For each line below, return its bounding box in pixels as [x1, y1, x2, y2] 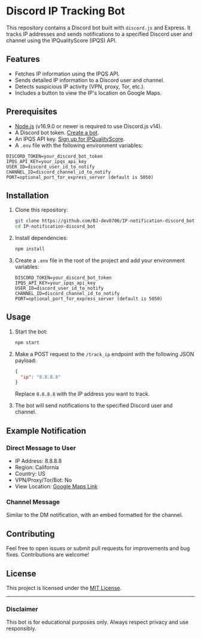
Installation [6, 190, 49, 200]
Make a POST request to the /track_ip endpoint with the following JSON [14, 350, 194, 357]
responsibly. [6, 625, 36, 632]
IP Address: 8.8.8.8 [14, 458, 62, 464]
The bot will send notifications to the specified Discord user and [14, 402, 173, 409]
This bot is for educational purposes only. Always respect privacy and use [6, 619, 189, 626]
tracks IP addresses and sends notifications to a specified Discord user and [6, 30, 193, 37]
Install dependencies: [14, 234, 68, 242]
